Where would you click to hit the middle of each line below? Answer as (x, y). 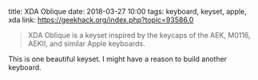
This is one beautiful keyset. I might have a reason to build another (118, 59)
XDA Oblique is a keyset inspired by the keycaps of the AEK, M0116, (139, 35)
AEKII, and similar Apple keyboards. (86, 44)
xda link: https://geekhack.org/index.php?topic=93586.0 (101, 20)
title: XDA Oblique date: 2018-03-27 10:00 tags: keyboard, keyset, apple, (128, 11)
